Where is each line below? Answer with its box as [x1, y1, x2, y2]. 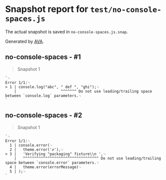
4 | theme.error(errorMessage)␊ [9, 165, 82, 170]
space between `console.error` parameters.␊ [5, 160, 100, 165]
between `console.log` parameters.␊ [5, 93, 82, 98]
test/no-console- [90, 5, 162, 14]
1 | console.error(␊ [9, 143, 53, 148]
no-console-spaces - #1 [5, 53, 81, 61]
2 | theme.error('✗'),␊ [9, 147, 64, 152]
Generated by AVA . [5, 38, 44, 44]
